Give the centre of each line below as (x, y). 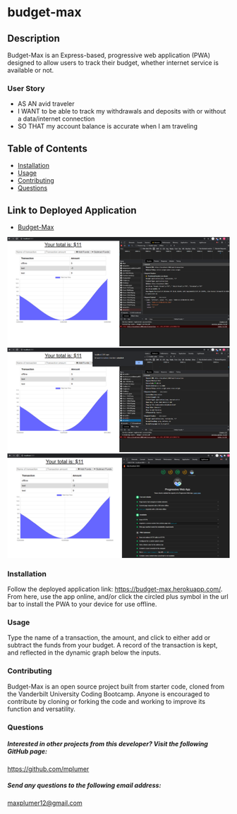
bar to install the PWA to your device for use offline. (82, 604)
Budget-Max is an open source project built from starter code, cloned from (116, 686)
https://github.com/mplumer (48, 769)
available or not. (31, 70)
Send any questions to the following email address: (84, 785)
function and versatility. (42, 709)
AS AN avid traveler (46, 104)
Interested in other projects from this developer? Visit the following (108, 744)
